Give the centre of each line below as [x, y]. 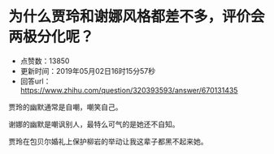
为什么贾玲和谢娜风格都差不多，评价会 [137, 17]
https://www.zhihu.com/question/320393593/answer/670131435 [129, 90]
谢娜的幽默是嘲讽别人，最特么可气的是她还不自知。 [94, 124]
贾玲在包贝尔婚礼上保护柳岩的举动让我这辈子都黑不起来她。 [108, 141]
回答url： [35, 81]
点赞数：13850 [45, 61]
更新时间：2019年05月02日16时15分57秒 [88, 71]
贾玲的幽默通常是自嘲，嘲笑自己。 [65, 107]
